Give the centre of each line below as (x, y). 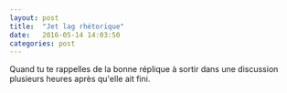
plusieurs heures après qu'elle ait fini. (80, 79)
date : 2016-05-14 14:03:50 (65, 35)
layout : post (34, 18)
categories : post (43, 43)
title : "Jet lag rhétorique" (67, 26)
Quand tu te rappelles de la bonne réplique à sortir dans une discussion (144, 69)
